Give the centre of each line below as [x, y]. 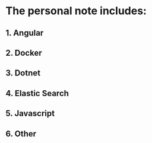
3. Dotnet [23, 73]
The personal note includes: [76, 11]
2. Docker [24, 53]
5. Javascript [30, 114]
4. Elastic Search [37, 93]
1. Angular [25, 33]
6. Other [21, 134]
